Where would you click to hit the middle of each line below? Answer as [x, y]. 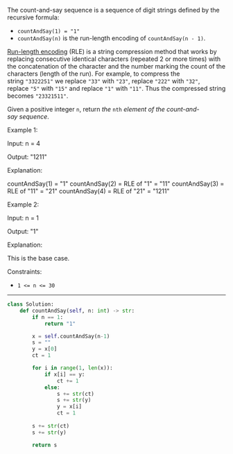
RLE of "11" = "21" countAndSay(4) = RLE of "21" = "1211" [88, 191]
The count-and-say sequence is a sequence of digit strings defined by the [113, 10]
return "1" [60, 324]
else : [52, 387]
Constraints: [25, 272]
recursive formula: [33, 17]
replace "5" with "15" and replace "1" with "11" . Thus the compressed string [116, 88]
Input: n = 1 [23, 218]
